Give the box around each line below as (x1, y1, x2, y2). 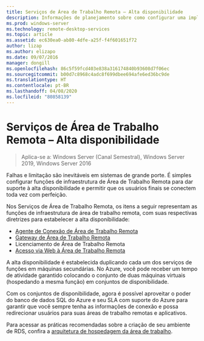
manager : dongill (6, 60, 50, 66)
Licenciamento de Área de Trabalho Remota (15, 240, 126, 247)
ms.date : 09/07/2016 (6, 54, 59, 60)
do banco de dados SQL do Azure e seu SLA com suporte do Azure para (6, 296, 188, 303)
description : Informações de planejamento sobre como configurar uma (6, 15, 186, 21)
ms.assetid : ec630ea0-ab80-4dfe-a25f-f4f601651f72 (6, 37, 137, 43)
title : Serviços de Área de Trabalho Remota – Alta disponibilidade (6, 9, 183, 15)
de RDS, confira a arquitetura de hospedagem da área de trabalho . (6, 327, 173, 335)
